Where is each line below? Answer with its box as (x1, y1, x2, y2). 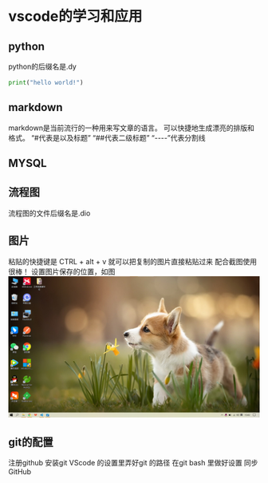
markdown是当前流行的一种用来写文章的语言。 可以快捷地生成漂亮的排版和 (8, 123, 255, 133)
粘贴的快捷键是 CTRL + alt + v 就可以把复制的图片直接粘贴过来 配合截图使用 (8, 256, 258, 266)
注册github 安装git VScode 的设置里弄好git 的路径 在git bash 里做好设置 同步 (8, 458, 258, 468)
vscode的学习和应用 (8, 7, 143, 26)
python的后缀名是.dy (8, 61, 77, 71)
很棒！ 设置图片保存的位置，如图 (8, 267, 116, 276)
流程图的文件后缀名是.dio (8, 208, 91, 218)
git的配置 (8, 435, 53, 449)
